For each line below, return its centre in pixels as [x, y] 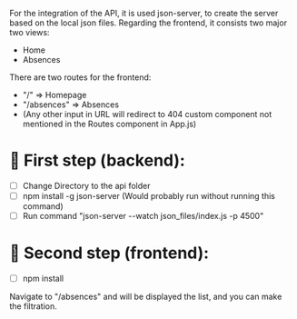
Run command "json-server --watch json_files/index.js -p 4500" [143, 216]
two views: [30, 32]
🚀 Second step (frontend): [109, 253]
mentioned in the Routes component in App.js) [109, 124]
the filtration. [33, 306]
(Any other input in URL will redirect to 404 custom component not [147, 114]
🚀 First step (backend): [98, 160]
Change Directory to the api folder [86, 185]
